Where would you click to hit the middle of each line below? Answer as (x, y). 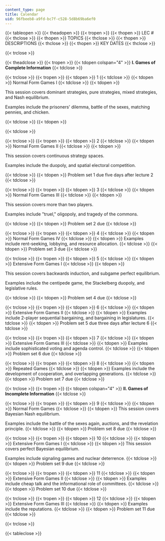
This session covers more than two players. (49, 205)
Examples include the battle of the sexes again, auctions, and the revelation (82, 423)
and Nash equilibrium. (27, 97)
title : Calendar (22, 14)
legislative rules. (22, 288)
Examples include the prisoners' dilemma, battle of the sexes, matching (78, 107)
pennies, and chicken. (28, 112)
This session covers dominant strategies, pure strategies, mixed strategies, (81, 92)
